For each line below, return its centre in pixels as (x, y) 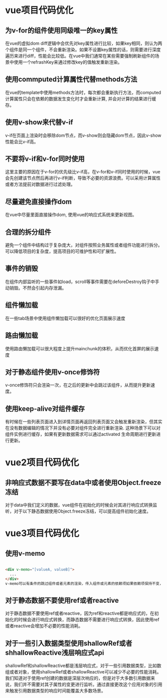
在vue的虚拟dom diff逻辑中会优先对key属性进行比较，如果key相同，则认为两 (84, 43)
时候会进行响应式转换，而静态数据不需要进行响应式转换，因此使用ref (89, 620)
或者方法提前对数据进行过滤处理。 (40, 184)
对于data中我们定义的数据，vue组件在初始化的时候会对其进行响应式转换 (79, 505)
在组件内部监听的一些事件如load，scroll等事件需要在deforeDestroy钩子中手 (82, 282)
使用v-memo (25, 553)
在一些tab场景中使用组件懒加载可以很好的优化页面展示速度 (65, 318)
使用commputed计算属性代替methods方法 (71, 79)
